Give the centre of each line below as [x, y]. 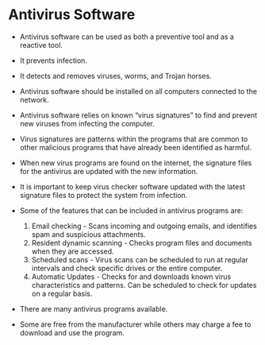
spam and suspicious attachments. [88, 234]
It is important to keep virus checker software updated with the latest [132, 186]
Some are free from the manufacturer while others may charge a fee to [135, 324]
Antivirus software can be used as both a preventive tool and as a [127, 37]
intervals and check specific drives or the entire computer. [127, 268]
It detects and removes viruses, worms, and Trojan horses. [115, 76]
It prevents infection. [53, 60]
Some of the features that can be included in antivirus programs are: [131, 210]
